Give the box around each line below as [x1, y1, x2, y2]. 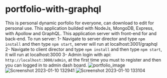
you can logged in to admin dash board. [5, 62, 87, 68]
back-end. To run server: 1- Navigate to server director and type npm [5, 36, 145, 42]
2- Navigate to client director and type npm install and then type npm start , [5, 46, 162, 52]
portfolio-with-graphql [5, 3, 101, 15]
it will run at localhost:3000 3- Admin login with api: [5, 51, 111, 58]
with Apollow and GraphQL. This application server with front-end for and [5, 30, 156, 36]
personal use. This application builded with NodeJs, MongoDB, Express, [5, 25, 154, 31]
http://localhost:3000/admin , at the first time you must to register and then [5, 57, 161, 63]
